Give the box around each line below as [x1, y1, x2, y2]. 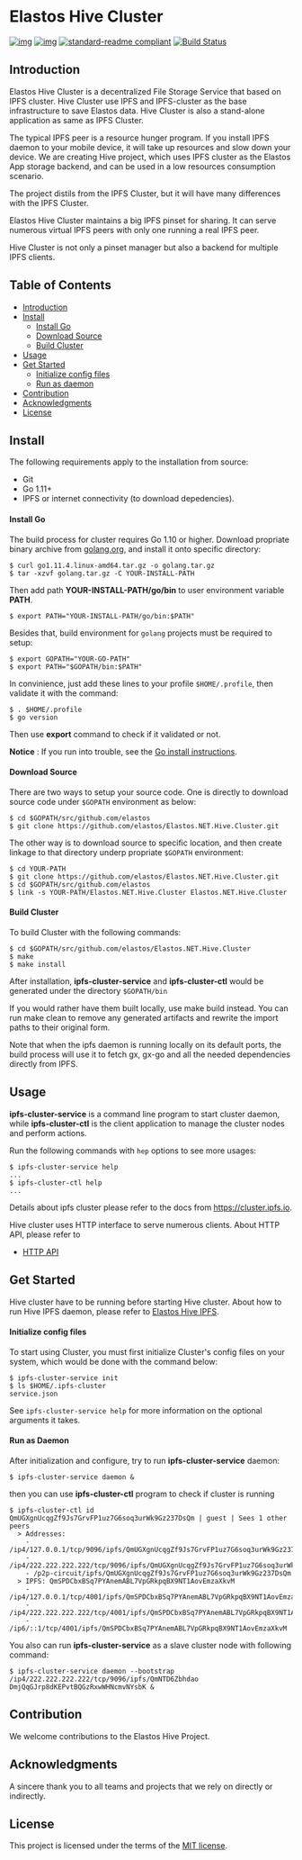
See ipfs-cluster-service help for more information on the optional [9, 1404, 262, 1415]
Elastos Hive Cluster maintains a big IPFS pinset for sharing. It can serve [9, 214, 277, 226]
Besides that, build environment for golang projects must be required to [9, 628, 272, 638]
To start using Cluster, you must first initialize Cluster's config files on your [9, 1346, 286, 1357]
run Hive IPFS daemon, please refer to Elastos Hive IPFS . [9, 1305, 220, 1316]
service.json [9, 1389, 58, 1398]
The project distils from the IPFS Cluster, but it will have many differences [9, 187, 281, 199]
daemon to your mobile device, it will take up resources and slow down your [9, 141, 291, 152]
